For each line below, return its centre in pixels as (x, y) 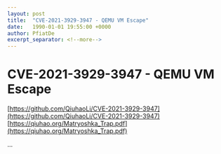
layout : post (26, 14)
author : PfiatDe (31, 33)
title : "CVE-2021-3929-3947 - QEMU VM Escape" (78, 20)
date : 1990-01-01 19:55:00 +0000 (59, 27)
